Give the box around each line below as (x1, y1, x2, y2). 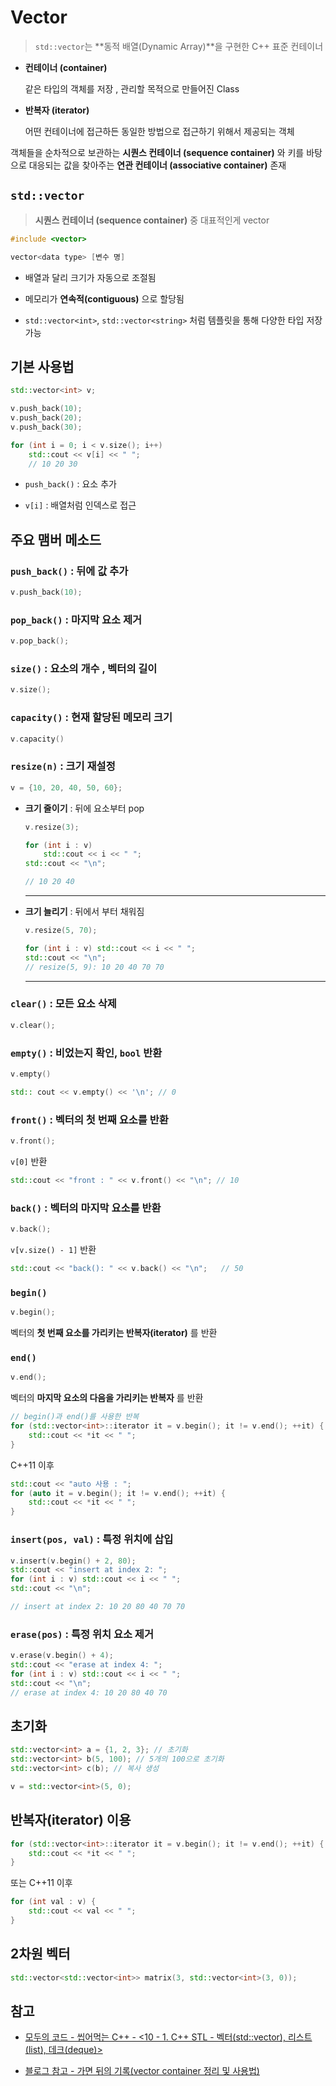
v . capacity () (10, 734, 65, 744)
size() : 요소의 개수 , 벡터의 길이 (10, 662, 158, 676)
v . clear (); (10, 1020, 56, 1030)
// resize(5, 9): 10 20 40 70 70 (24, 962, 165, 972)
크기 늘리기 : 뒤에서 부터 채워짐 (24, 906, 145, 918)
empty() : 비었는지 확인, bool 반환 (10, 1046, 163, 1060)
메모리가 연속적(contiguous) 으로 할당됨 (24, 292, 185, 305)
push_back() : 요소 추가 (24, 478, 117, 490)
